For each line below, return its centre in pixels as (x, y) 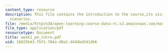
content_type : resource (30, 10)
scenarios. (21, 19)
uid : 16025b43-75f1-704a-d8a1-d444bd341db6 (51, 42)
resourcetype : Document (30, 33)
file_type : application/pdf (34, 28)
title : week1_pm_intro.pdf (33, 38)
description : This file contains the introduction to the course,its (79, 14)
